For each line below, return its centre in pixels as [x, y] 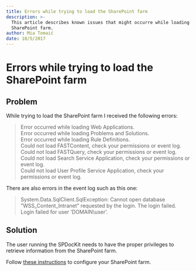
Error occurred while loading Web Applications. [77, 127]
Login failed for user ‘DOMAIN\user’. [64, 212]
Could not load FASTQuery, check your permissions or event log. [99, 152]
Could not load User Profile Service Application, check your [92, 171]
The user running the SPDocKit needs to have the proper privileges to [90, 244]
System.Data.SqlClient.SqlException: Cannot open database [93, 199]
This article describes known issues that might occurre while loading [101, 22]
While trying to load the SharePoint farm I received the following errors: [92, 116]
